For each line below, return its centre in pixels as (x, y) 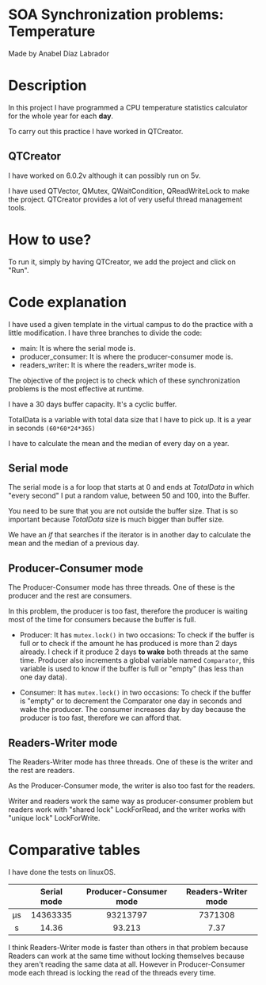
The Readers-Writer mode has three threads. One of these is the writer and (131, 762)
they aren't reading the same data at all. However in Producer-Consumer (127, 964)
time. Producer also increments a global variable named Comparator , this (137, 660)
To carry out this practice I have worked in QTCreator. (96, 131)
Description (47, 86)
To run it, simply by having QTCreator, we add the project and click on (122, 262)
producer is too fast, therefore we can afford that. (101, 718)
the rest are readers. (42, 770)
